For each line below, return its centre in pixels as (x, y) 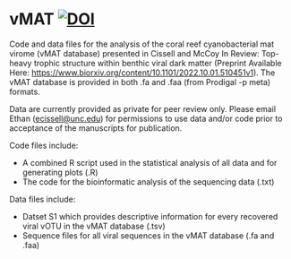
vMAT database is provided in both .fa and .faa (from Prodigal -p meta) (140, 82)
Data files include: (43, 199)
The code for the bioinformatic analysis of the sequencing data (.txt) (148, 181)
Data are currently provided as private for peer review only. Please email (142, 108)
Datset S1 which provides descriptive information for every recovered (150, 216)
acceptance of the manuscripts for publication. (96, 128)
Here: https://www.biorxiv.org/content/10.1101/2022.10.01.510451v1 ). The (142, 73)
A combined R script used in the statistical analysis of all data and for (150, 162)
